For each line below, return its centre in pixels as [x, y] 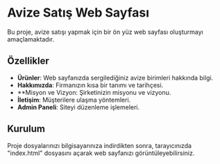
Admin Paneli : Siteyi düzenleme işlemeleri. [78, 107]
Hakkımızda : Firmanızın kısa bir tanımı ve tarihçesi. [90, 85]
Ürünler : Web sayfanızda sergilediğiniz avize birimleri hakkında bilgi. [115, 78]
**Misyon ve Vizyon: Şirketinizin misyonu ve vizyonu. [94, 92]
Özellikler [28, 61]
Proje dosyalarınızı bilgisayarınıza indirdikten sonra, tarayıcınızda [100, 145]
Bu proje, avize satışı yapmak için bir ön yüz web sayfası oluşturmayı [105, 32]
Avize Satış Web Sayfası [78, 13]
